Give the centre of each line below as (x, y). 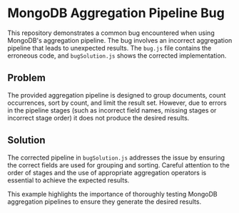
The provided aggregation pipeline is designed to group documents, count (117, 95)
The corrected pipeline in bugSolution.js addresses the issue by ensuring (116, 157)
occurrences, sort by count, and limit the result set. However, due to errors (117, 103)
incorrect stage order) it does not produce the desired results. (98, 118)
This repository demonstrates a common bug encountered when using (111, 33)
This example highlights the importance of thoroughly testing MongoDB (112, 194)
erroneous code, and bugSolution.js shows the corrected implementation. (117, 56)
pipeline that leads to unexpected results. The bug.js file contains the (110, 48)
